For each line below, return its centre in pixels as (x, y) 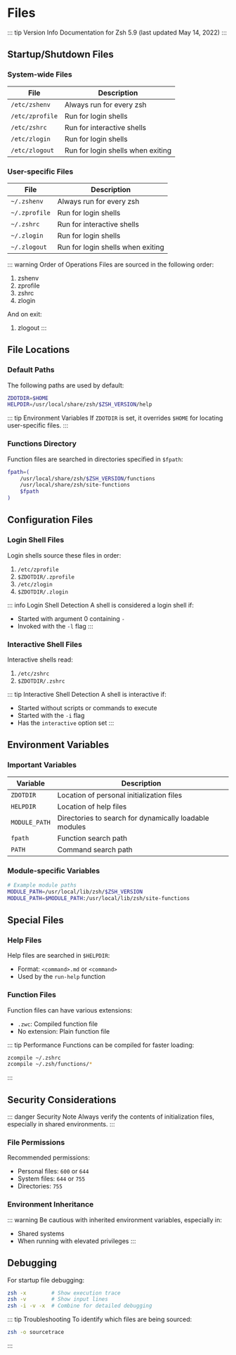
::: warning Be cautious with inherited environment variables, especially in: (115, 1220)
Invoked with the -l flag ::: (55, 626)
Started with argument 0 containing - (71, 618)
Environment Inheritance (51, 1205)
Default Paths (31, 370)
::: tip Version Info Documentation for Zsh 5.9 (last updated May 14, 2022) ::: (117, 32)
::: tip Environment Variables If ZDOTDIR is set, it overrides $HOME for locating (115, 418)
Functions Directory (42, 444)
